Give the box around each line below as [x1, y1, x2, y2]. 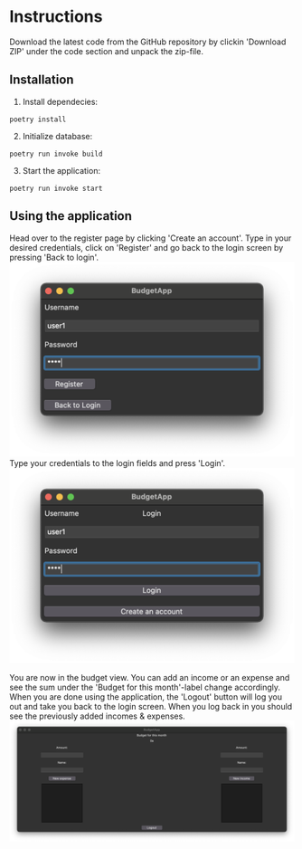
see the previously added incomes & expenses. [9, 711, 185, 721]
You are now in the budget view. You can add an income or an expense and [9, 672, 290, 682]
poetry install [9, 115, 67, 124]
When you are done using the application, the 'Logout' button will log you [9, 691, 283, 702]
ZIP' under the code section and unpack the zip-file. [9, 45, 203, 56]
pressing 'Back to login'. [9, 252, 99, 262]
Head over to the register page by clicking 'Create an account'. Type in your [9, 233, 292, 243]
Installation [9, 72, 74, 88]
